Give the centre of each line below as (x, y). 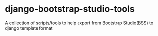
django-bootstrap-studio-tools (70, 9)
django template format (29, 28)
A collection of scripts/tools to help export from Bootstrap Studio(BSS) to (79, 23)
